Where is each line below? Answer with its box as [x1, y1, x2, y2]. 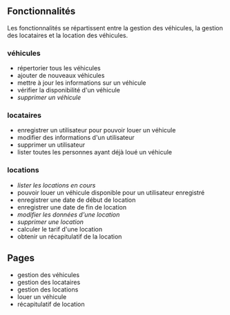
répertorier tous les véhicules [17, 64, 102, 72]
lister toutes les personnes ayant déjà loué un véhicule [17, 148, 173, 156]
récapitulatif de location [17, 300, 85, 308]
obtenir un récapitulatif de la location [17, 232, 122, 241]
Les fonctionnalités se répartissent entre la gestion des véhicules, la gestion [7, 23, 223, 32]
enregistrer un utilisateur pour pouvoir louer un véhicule [17, 126, 176, 134]
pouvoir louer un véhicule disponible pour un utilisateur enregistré [17, 188, 205, 196]
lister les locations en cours [17, 181, 96, 189]
